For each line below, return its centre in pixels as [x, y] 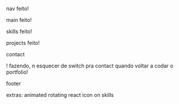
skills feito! [19, 31]
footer [14, 83]
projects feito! [23, 43]
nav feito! [17, 9]
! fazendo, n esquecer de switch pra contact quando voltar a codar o [90, 66]
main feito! [19, 20]
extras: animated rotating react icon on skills [60, 95]
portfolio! [17, 72]
